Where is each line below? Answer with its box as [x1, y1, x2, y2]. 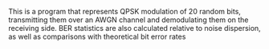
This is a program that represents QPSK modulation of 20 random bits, [8, 7, 241, 16]
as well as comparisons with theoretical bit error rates [8, 32, 186, 41]
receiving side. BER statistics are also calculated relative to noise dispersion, [8, 24, 261, 32]
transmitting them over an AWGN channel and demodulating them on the [8, 15, 249, 24]
